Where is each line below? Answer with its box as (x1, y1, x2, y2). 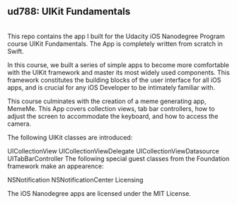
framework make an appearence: (7, 162, 104, 170)
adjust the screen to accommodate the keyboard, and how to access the (7, 112, 219, 120)
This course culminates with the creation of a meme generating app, (7, 97, 207, 105)
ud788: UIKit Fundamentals (7, 6, 131, 18)
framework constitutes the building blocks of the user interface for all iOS (7, 76, 221, 84)
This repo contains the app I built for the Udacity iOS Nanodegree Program (7, 32, 225, 40)
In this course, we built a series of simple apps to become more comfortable (7, 60, 230, 69)
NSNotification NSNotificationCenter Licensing (7, 175, 144, 184)
